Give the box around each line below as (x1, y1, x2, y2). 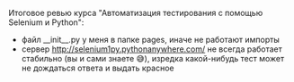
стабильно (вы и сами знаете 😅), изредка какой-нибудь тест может (21, 53, 285, 63)
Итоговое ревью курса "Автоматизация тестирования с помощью (8, 8, 263, 18)
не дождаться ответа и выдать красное (21, 62, 174, 73)
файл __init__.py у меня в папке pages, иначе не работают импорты (21, 35, 280, 45)
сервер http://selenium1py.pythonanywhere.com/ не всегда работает (21, 44, 282, 54)
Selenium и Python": (8, 17, 85, 28)
